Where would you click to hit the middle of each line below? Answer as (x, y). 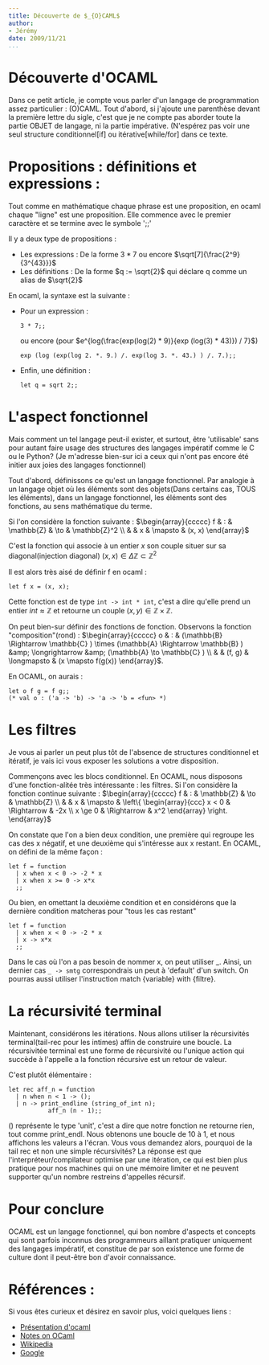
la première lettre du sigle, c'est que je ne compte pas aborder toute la (124, 117)
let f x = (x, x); (39, 586)
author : (21, 23)
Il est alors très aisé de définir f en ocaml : (77, 572)
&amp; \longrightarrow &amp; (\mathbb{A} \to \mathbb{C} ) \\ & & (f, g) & (128, 652)
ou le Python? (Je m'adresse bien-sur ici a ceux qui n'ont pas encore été (128, 457)
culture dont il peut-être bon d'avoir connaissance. (92, 1257)
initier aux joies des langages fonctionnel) (77, 465)
